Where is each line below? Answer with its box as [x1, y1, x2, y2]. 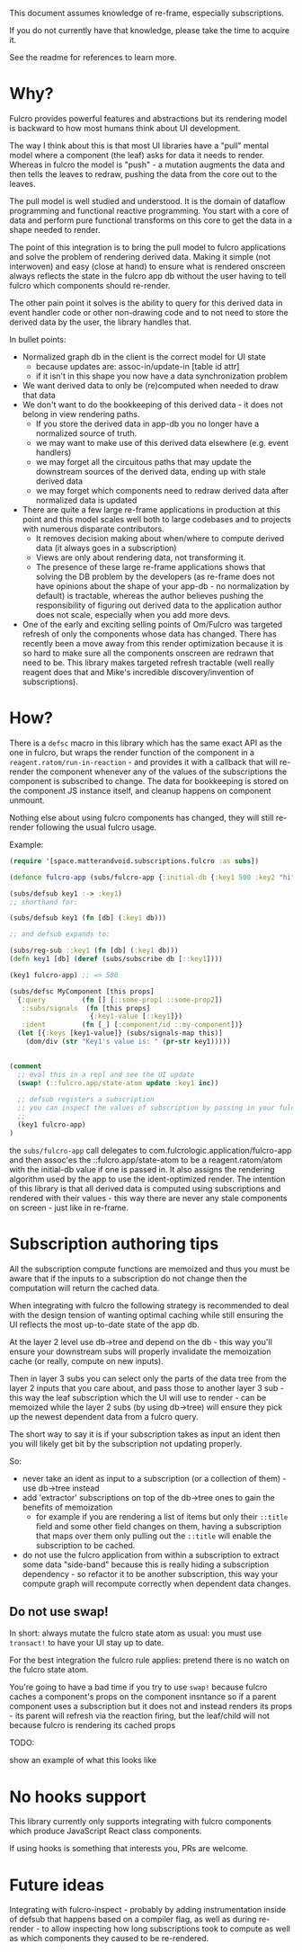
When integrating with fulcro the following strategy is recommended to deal [9, 1299, 289, 1311]
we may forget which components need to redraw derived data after [35, 485, 289, 495]
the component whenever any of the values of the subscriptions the [35, 766, 288, 777]
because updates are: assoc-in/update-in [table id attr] [35, 361, 240, 371]
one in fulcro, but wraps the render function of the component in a [9, 746, 254, 758]
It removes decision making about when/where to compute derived [35, 532, 285, 543]
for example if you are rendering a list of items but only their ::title [35, 1511, 289, 1522]
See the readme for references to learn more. [9, 52, 177, 62]
